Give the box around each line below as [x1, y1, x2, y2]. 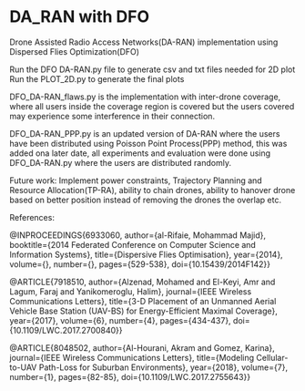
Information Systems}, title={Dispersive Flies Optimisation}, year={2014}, [9, 249, 284, 260]
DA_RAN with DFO [9, 6, 150, 27]
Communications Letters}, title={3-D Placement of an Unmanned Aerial [9, 295, 277, 306]
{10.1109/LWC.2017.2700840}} [9, 324, 123, 335]
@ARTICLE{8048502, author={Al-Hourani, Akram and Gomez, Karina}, [9, 342, 275, 353]
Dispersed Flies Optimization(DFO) [9, 46, 139, 57]
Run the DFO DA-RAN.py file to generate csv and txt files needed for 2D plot [9, 64, 296, 75]
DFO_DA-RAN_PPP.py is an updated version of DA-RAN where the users [9, 128, 280, 139]
